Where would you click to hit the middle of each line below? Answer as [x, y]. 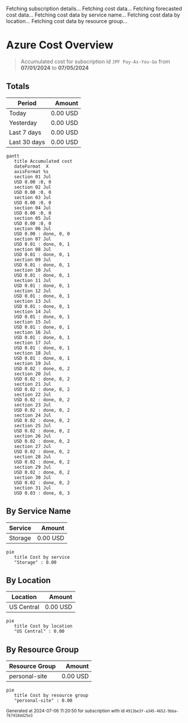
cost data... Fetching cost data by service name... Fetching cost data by [93, 15]
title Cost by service [42, 557]
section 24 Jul [33, 415]
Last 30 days [27, 142]
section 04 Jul [33, 208]
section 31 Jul [33, 488]
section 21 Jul [33, 384]
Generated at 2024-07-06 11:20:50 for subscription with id [66, 711]
